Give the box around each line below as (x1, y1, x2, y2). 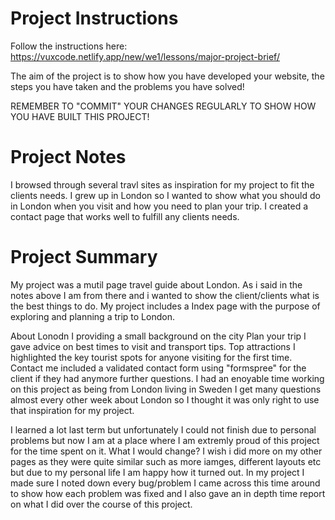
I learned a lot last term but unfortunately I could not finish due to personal (10, 423, 317, 436)
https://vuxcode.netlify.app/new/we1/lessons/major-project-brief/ (10, 50, 280, 62)
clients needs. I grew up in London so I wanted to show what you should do (10, 189, 321, 201)
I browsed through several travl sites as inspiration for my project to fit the (10, 178, 315, 191)
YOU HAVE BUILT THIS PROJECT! (10, 110, 150, 122)
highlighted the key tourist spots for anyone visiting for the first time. (10, 351, 293, 363)
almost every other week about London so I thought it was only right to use (10, 393, 320, 406)
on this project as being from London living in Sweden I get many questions (10, 383, 322, 395)
